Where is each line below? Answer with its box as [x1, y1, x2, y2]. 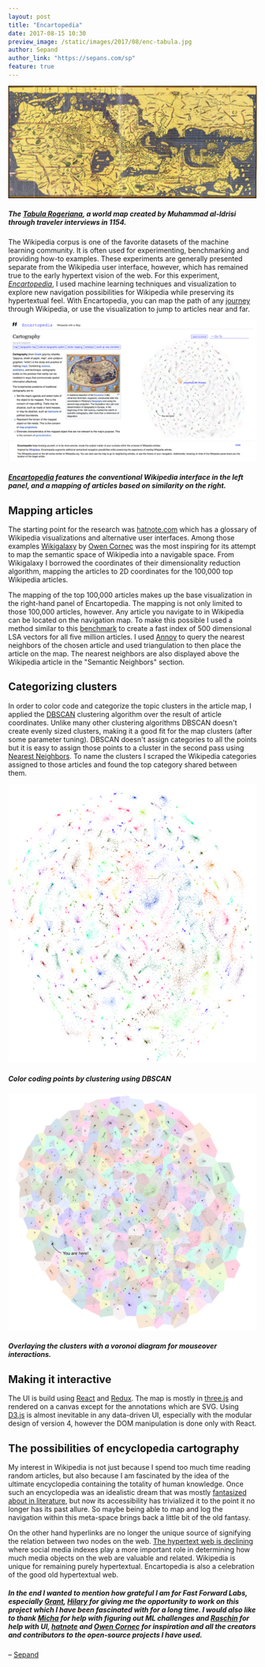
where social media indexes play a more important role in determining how [8, 1545, 251, 1554]
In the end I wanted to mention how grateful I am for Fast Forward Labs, [8, 1588, 248, 1598]
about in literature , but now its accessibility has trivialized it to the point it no [8, 1496, 256, 1505]
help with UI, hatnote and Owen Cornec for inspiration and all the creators [8, 1621, 256, 1631]
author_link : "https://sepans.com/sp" [8, 54, 136, 62]
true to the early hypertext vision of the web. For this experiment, [8, 271, 220, 280]
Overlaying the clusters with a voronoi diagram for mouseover [8, 1341, 218, 1351]
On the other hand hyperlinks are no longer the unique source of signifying [8, 1527, 252, 1538]
